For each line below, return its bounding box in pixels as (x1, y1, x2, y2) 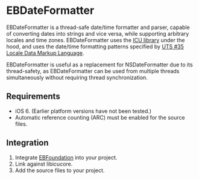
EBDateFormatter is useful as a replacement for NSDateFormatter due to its (6, 61, 193, 68)
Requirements (6, 91, 60, 101)
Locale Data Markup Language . (6, 49, 84, 56)
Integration (6, 138, 49, 148)
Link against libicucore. (14, 160, 73, 167)
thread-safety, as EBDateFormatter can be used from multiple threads (6, 67, 180, 74)
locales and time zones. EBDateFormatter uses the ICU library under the (6, 36, 185, 43)
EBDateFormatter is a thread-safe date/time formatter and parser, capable (6, 24, 190, 31)
